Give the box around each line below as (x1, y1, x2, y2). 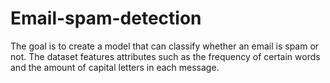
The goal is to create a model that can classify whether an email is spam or (10, 40, 320, 52)
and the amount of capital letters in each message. (10, 61, 220, 73)
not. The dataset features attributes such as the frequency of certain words (10, 50, 321, 62)
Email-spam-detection (10, 7, 202, 30)
